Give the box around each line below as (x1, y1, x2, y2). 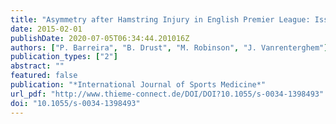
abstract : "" (10, 61, 65, 71)
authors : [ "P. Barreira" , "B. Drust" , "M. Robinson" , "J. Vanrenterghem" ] (10, 42, 329, 53)
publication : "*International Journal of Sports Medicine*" (10, 80, 267, 90)
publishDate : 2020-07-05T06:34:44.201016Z (10, 33, 190, 43)
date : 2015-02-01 (10, 24, 83, 34)
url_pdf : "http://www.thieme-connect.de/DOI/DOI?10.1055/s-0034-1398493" (10, 89, 325, 99)
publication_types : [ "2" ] (10, 52, 118, 62)
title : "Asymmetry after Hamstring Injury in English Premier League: (10, 14, 311, 25)
